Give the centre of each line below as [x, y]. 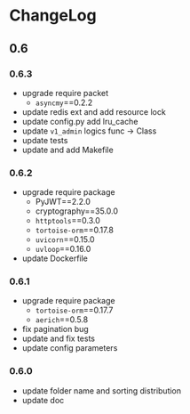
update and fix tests [59, 338]
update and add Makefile [67, 150]
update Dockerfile [55, 258]
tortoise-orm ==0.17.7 [74, 310]
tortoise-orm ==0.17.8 [74, 230]
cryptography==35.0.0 [76, 211]
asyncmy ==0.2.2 [64, 102]
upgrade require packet [65, 93]
